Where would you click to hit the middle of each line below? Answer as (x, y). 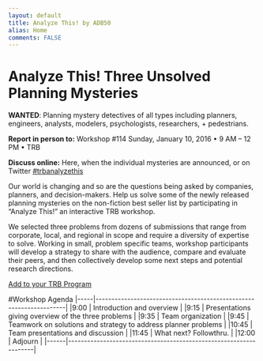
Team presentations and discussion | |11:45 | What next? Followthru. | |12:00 (132, 333)
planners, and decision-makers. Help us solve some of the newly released (129, 195)
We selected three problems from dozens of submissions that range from (127, 227)
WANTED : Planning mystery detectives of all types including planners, (123, 115)
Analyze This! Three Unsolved (109, 77)
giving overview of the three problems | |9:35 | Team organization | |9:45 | (129, 316)
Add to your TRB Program (50, 284)
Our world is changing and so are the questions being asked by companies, (131, 186)
